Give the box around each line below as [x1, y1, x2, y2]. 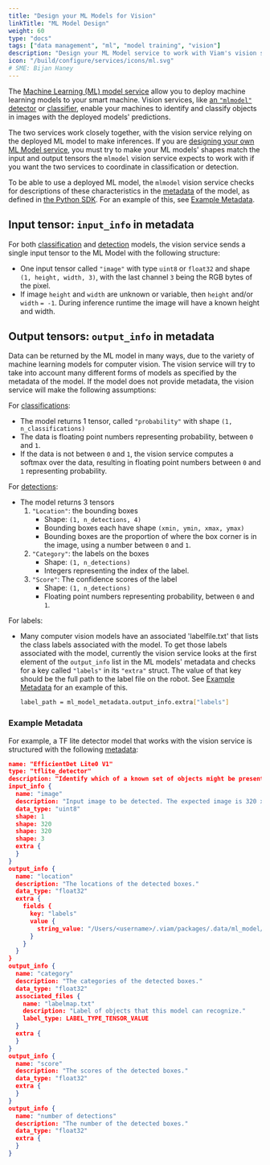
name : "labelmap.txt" [22, 1000, 95, 1008]
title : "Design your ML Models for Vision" [8, 11, 157, 20]
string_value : [37, 924, 84, 933]
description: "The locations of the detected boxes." [15, 880, 199, 888]
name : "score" [15, 1059, 63, 1068]
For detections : [8, 482, 59, 491]
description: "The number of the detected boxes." [15, 1119, 189, 1128]
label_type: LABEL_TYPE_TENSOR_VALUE [22, 1014, 149, 1023]
